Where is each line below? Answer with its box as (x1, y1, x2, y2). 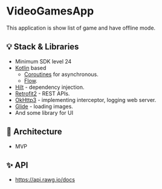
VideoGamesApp (6, 4, 94, 18)
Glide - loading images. (15, 103, 74, 110)
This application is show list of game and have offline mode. (6, 24, 156, 31)
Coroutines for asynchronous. (24, 71, 99, 78)
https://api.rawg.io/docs (15, 176, 76, 184)
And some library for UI (15, 109, 74, 116)
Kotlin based (15, 64, 47, 71)
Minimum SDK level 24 (15, 57, 72, 65)
